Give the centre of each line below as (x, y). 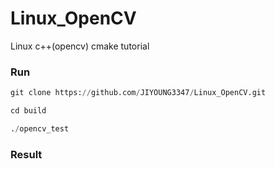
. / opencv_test (40, 128)
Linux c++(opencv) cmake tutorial (80, 46)
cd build (28, 111)
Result (26, 154)
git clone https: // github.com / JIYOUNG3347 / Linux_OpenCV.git (138, 93)
